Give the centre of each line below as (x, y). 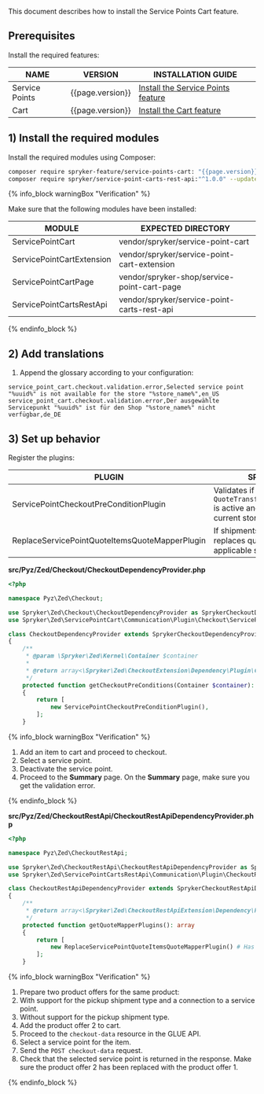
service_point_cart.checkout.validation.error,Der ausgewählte (114, 401)
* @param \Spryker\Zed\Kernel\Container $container (112, 656)
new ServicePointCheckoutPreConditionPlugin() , (130, 707)
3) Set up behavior (54, 438)
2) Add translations (56, 354)
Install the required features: (54, 55)
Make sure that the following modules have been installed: (102, 209)
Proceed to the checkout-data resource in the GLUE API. (110, 1034)
